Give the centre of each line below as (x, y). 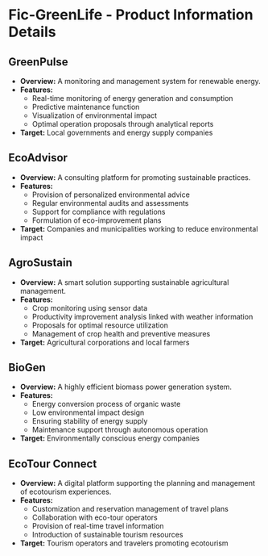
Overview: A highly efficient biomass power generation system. (126, 387)
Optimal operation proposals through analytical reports (123, 124)
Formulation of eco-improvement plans (97, 220)
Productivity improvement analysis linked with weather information (142, 316)
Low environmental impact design (88, 412)
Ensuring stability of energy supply (90, 421)
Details (32, 32)
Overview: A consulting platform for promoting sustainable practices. (135, 177)
